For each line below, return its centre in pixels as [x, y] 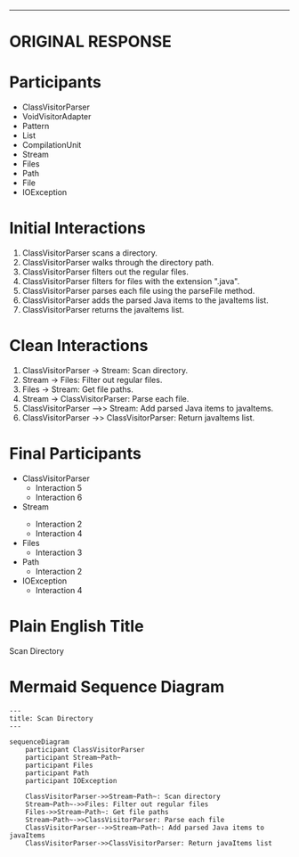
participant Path [57, 773]
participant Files [59, 765]
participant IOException [71, 780]
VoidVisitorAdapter [57, 117]
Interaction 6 [59, 497]
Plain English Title [77, 627]
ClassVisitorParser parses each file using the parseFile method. [138, 291]
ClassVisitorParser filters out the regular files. [105, 272]
